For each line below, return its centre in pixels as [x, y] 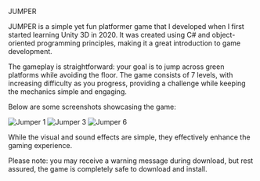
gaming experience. [40, 145]
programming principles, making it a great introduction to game [139, 43]
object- [224, 35]
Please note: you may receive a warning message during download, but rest [131, 161]
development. [30, 51]
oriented [22, 43]
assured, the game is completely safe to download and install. [108, 169]
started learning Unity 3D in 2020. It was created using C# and [109, 35]
